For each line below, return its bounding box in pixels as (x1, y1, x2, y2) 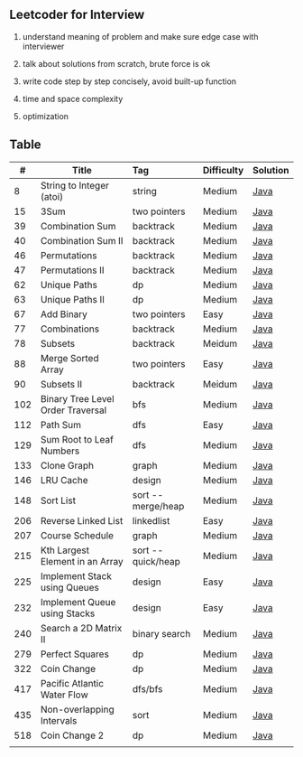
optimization (22, 110, 69, 121)
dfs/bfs (132, 682, 163, 695)
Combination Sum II (40, 234, 124, 247)
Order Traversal (40, 404, 107, 416)
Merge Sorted (40, 351, 99, 364)
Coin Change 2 (40, 729, 105, 742)
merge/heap (132, 500, 185, 512)
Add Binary (40, 307, 88, 320)
